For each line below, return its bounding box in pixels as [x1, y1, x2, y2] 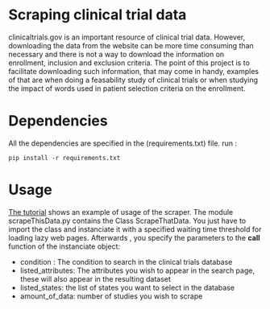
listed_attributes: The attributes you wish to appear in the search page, [19, 266, 255, 275]
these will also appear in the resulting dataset [19, 274, 172, 283]
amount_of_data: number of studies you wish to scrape [19, 291, 203, 301]
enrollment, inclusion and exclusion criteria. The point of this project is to [8, 58, 250, 68]
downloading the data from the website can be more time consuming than [8, 40, 254, 50]
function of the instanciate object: [8, 241, 121, 251]
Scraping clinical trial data [8, 6, 187, 24]
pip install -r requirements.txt [8, 154, 121, 162]
